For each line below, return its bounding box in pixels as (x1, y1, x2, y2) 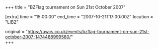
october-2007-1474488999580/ (5, 34, 71, 40)
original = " (5, 29, 28, 34)
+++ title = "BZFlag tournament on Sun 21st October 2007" (5, 4, 126, 10)
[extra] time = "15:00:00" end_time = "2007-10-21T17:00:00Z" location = (5, 14, 154, 19)
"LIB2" (5, 19, 19, 25)
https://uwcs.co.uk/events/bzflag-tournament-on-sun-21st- (27, 29, 150, 34)
